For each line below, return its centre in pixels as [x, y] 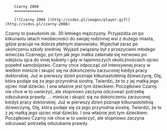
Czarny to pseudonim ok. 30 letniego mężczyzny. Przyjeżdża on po [75, 33]
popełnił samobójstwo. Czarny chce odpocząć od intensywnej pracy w [78, 65]
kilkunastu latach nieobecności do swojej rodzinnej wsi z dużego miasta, [80, 39]
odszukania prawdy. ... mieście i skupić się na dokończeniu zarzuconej [78, 97]
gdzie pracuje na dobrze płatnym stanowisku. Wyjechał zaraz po [72, 44]
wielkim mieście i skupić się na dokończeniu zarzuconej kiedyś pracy [76, 70]
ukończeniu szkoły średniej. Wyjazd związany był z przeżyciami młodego [80, 49]
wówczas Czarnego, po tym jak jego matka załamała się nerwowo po [76, 55]
